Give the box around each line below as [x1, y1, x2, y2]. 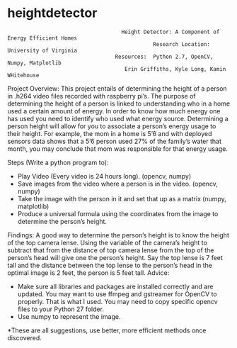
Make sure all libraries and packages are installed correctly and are [17, 282, 214, 291]
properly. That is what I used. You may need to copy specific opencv [17, 297, 218, 305]
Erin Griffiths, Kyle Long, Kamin [124, 65, 226, 72]
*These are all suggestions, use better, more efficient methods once [7, 326, 207, 335]
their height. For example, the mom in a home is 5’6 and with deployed [7, 129, 212, 137]
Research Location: [153, 40, 211, 47]
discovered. [7, 333, 42, 342]
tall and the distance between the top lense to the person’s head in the [7, 261, 212, 269]
